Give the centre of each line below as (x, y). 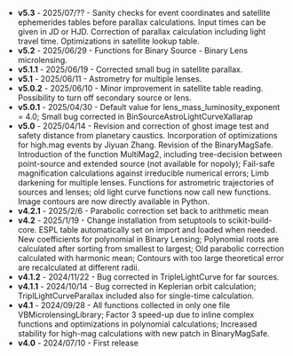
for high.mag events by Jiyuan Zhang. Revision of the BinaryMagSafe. (145, 145)
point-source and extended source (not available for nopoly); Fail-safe (146, 164)
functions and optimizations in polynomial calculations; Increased (137, 324)
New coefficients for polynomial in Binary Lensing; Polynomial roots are (148, 239)
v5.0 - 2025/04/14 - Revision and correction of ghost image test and (143, 126)
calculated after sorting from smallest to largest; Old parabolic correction (151, 249)
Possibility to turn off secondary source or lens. (105, 98)
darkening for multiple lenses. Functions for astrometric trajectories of (146, 182)
